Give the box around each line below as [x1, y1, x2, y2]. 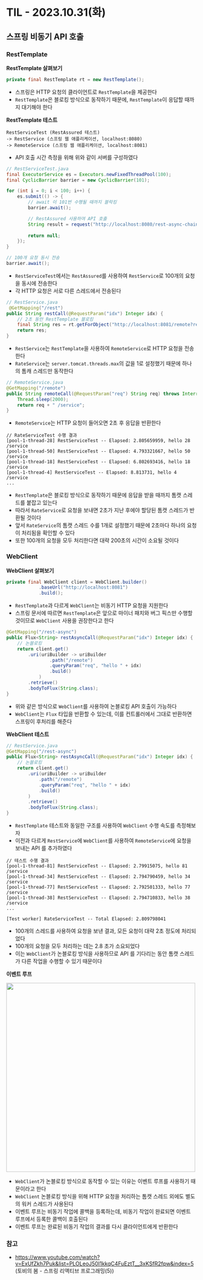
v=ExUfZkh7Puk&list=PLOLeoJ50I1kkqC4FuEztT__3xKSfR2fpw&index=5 [14, 1260, 195, 1267]
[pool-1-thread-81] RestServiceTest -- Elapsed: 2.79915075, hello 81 [6, 863, 188, 869]
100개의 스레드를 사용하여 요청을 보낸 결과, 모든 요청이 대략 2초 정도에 [14, 927, 180, 935]
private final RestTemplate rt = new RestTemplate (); [6, 76, 145, 82]
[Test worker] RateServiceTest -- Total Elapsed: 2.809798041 [6, 916, 166, 922]
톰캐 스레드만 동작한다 [21, 367, 74, 374]
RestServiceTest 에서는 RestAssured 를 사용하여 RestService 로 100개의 [14, 272, 184, 279]
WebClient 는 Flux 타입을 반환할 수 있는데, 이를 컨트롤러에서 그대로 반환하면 [14, 710, 192, 717]
